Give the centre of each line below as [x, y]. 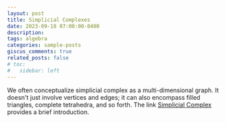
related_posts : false [38, 58]
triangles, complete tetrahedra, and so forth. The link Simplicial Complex [109, 105]
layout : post [26, 13]
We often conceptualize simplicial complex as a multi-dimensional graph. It [113, 90]
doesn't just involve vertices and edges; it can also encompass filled [104, 97]
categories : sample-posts [44, 45]
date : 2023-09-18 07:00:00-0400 [53, 26]
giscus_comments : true [39, 52]
